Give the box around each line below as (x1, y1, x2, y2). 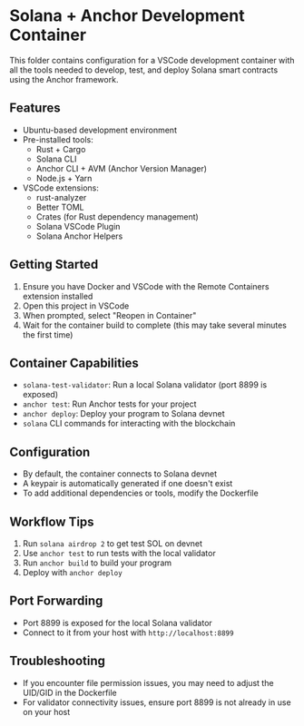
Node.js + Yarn (35, 172, 93, 183)
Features (9, 101, 61, 116)
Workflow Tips (9, 514, 94, 529)
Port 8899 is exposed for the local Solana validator (22, 617, 213, 628)
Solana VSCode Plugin (35, 221, 121, 231)
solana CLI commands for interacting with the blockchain (22, 418, 236, 429)
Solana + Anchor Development (9, 5, 245, 26)
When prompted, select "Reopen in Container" (22, 309, 197, 320)
